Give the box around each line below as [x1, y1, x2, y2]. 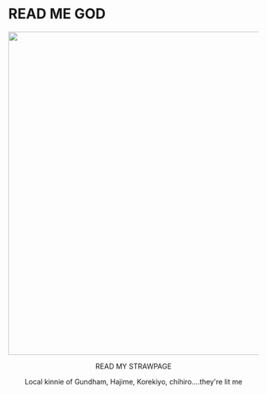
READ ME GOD [8, 5, 106, 23]
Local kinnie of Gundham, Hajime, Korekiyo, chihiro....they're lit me [25, 376, 242, 386]
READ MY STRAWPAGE [95, 361, 172, 371]
